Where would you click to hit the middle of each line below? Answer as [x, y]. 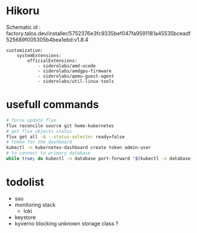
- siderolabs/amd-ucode [66, 66]
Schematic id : [24, 27]
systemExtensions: [39, 55]
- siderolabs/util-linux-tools [76, 81]
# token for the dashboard [39, 142]
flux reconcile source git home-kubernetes [60, 126]
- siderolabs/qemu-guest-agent [76, 76]
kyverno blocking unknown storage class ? [66, 223]
